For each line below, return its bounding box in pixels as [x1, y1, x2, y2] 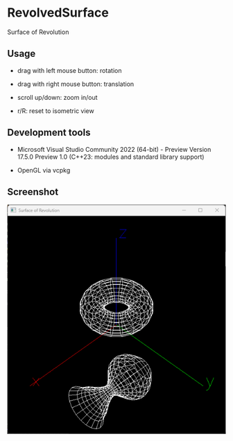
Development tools [7, 127, 91, 139]
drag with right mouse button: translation [17, 80, 135, 88]
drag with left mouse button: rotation [17, 66, 122, 74]
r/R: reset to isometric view [17, 106, 95, 115]
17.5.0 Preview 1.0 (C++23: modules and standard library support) [17, 153, 205, 161]
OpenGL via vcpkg [17, 166, 71, 174]
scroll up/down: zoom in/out [17, 93, 98, 101]
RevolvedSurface [7, 5, 109, 21]
